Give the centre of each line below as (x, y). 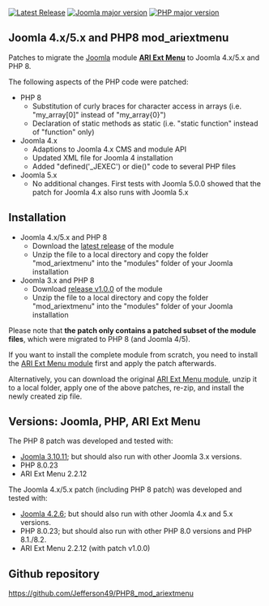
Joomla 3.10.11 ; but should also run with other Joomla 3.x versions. (131, 457)
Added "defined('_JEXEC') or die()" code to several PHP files (134, 166)
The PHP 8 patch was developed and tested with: (91, 441)
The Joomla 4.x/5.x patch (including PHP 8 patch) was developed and (125, 489)
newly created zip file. (45, 396)
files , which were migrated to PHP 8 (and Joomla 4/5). (99, 339)
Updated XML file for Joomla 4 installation (102, 157)
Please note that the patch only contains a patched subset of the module (132, 330)
